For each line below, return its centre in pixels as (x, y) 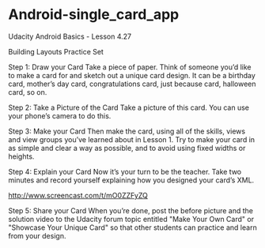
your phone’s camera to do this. (60, 115)
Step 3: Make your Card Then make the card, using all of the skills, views (127, 131)
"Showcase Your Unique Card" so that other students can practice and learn (132, 227)
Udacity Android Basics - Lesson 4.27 (70, 36)
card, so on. (28, 92)
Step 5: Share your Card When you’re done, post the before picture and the (131, 210)
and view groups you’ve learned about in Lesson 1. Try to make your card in (132, 139)
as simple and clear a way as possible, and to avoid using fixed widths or (127, 148)
